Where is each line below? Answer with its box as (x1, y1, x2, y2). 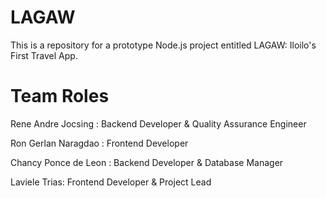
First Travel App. (10, 49, 78, 61)
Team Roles (10, 85, 110, 108)
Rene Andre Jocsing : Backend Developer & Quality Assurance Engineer (10, 117, 307, 130)
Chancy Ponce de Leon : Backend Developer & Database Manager (10, 156, 284, 168)
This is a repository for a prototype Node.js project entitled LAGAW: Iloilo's (10, 39, 317, 51)
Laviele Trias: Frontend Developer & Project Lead (10, 176, 212, 188)
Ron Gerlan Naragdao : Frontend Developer (10, 137, 189, 149)
